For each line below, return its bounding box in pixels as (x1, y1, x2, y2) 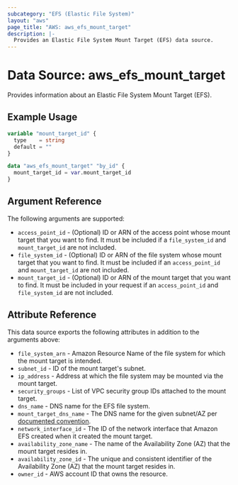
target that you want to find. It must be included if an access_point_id (17, 258, 221, 267)
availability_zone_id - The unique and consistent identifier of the (17, 455, 212, 463)
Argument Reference (7, 196, 102, 208)
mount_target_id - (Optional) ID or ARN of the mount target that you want (17, 273, 231, 281)
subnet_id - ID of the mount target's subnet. (17, 364, 147, 372)
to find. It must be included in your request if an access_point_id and (17, 281, 218, 289)
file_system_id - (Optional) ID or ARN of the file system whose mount (17, 250, 222, 259)
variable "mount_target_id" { (7, 130, 97, 137)
